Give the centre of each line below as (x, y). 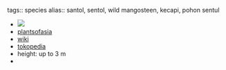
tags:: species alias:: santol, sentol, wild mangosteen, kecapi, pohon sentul (113, 10)
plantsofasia (35, 32)
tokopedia (31, 46)
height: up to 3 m (41, 54)
